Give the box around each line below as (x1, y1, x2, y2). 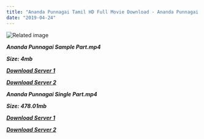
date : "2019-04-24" (6, 15, 56, 21)
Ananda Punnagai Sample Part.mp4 (6, 43, 101, 51)
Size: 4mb (6, 55, 33, 62)
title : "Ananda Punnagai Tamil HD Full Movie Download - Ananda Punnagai (6, 9, 199, 15)
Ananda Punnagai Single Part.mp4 (6, 90, 98, 98)
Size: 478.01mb (6, 102, 47, 110)
